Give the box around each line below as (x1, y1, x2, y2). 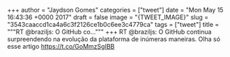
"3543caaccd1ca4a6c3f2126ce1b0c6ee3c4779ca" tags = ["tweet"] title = (7, 21, 220, 28)
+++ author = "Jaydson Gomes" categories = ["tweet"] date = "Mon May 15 (7, 6, 224, 14)
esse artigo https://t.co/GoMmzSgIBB (7, 43, 115, 50)
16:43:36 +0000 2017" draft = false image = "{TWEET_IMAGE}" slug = (7, 13, 209, 21)
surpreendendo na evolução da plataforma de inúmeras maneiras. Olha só (7, 35, 221, 43)
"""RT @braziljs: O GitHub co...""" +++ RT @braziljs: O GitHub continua (7, 27, 212, 36)
